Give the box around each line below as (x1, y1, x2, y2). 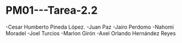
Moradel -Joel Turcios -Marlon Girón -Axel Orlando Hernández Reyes (5, 29, 176, 36)
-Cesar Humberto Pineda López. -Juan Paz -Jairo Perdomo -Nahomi (5, 23, 174, 30)
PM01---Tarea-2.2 (5, 4, 98, 17)
